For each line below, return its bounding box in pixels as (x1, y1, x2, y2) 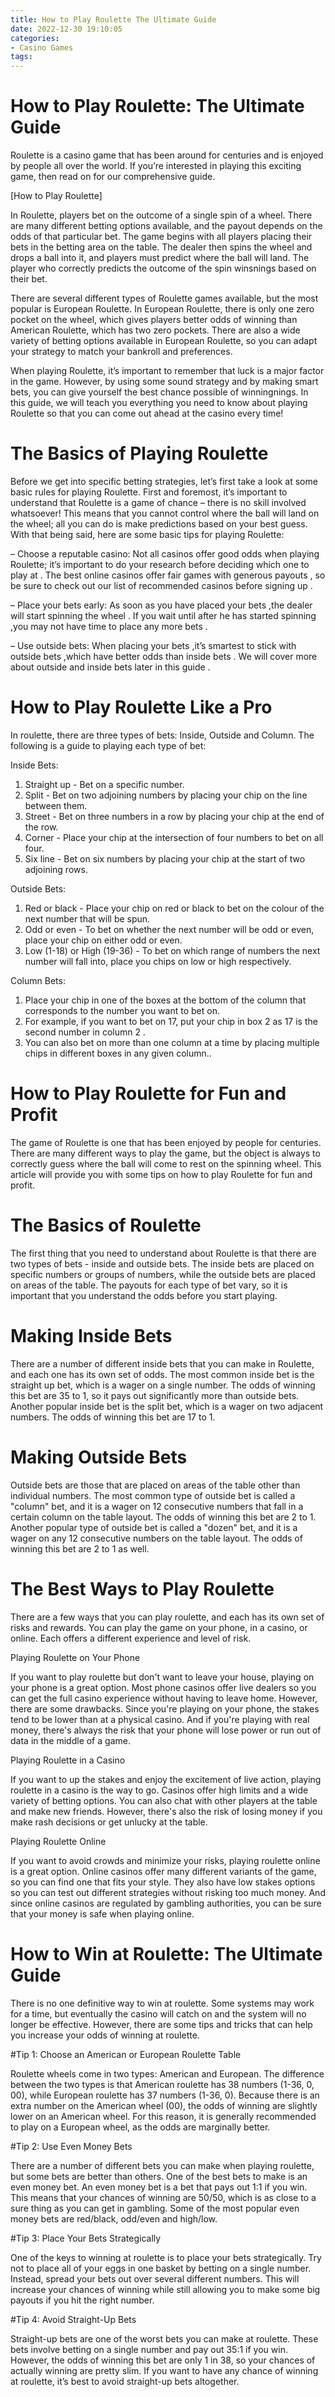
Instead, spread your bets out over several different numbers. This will (10, 2272, 300, 2285)
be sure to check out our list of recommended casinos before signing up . (10, 580, 313, 591)
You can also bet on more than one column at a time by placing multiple (24, 1036, 320, 1048)
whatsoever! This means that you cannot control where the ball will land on (10, 507, 320, 519)
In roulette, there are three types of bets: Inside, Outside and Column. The (10, 729, 315, 741)
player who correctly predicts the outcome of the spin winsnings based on (10, 262, 317, 275)
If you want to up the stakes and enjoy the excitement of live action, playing (10, 1773, 322, 1785)
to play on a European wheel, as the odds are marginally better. (10, 2121, 271, 2133)
